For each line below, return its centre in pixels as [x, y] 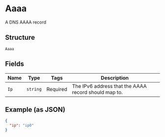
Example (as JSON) [35, 109]
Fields [15, 64]
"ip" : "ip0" [22, 126]
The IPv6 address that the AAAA [109, 86]
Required [57, 89]
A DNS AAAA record [26, 22]
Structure [20, 38]
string [34, 89]
